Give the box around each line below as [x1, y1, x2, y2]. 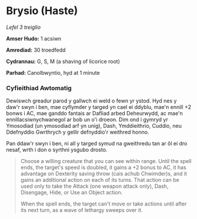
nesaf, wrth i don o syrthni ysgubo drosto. [6, 146, 108, 154]
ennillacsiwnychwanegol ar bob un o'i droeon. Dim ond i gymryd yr [6, 116, 169, 123]
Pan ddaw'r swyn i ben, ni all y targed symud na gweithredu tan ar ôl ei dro [6, 140, 188, 147]
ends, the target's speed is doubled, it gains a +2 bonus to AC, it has [20, 164, 186, 171]
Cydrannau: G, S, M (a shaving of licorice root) [6, 58, 121, 65]
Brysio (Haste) [6, 4, 78, 18]
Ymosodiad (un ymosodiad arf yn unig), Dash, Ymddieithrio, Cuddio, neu [6, 122, 182, 130]
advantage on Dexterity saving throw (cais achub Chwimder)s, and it [20, 170, 187, 177]
